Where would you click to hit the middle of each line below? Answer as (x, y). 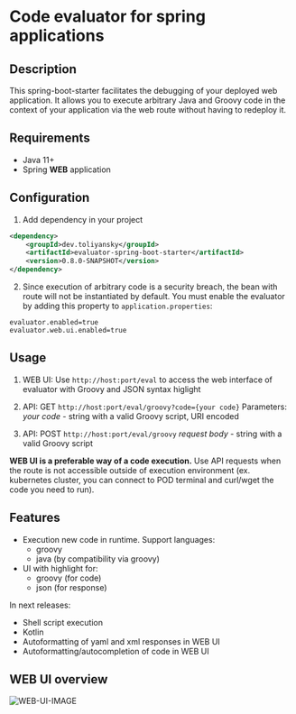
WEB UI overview (59, 679)
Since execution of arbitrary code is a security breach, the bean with (150, 287)
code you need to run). (52, 490)
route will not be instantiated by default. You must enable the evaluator (154, 296)
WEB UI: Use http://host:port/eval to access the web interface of (148, 380)
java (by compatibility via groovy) (98, 558)
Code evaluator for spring (107, 17)
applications (57, 36)
